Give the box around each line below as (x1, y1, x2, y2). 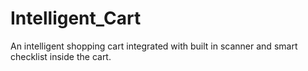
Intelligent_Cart (10, 7, 142, 30)
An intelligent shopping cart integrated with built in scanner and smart (10, 40, 298, 52)
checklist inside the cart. (10, 50, 112, 62)
